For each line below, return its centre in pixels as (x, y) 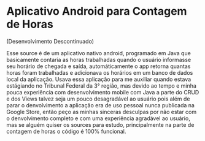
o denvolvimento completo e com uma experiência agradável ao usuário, (98, 118)
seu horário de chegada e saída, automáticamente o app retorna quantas (99, 66)
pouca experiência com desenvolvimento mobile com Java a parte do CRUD (103, 92)
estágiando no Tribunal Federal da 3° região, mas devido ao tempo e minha (101, 86)
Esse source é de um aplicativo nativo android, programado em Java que (99, 53)
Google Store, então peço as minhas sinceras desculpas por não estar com (102, 112)
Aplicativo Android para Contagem (97, 11)
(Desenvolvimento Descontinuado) (50, 41)
